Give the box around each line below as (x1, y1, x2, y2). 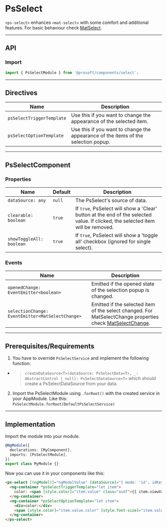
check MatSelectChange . (91, 320, 151, 327)
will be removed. (75, 224, 114, 231)
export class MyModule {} (5, 461, 59, 466)
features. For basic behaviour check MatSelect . (5, 24, 102, 30)
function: (12, 361, 31, 367)
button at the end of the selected (75, 211, 152, 218)
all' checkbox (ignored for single (75, 238, 151, 245)
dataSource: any (7, 198, 46, 203)
